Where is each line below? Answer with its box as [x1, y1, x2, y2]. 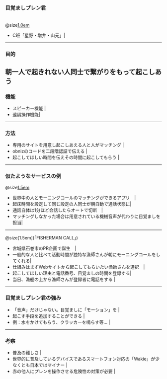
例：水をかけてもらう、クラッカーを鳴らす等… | [12, 319, 110, 325]
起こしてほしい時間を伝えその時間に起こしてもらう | [12, 154, 119, 160]
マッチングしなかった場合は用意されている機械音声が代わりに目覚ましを [12, 213, 161, 219]
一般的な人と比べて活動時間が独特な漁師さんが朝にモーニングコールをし [12, 251, 161, 257]
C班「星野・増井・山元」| [12, 32, 66, 38]
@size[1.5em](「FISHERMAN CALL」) [5, 234, 78, 240]
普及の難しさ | [12, 350, 42, 356]
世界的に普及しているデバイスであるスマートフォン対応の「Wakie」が [12, 356, 156, 362]
